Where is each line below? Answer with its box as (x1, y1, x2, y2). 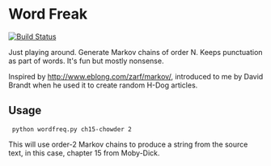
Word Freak (8, 5, 87, 23)
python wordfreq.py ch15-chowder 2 (11, 125, 132, 134)
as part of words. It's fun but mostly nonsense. (8, 56, 164, 66)
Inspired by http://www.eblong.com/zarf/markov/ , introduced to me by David (8, 71, 264, 81)
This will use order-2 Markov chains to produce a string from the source (8, 139, 248, 149)
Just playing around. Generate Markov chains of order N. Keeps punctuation (8, 47, 263, 57)
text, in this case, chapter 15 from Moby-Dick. (8, 147, 160, 158)
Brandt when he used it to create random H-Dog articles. (8, 80, 198, 90)
